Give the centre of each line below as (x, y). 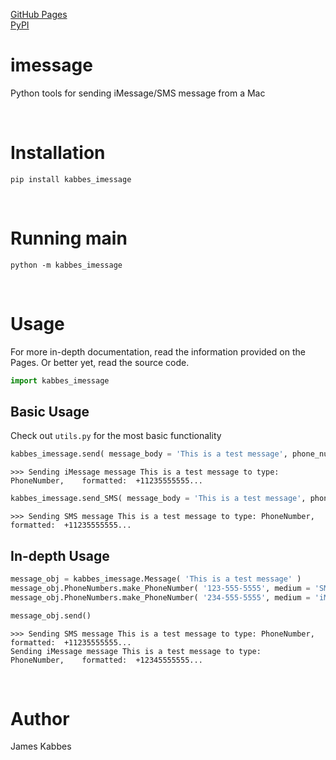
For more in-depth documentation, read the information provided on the (158, 351)
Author (40, 718)
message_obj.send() (51, 615)
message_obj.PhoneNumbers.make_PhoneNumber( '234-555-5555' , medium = (160, 597)
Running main (69, 238)
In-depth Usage (60, 555)
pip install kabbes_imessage (71, 179)
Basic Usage (50, 412)
